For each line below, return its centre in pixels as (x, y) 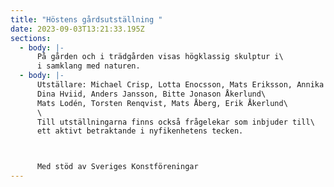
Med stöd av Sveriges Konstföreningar (117, 167)
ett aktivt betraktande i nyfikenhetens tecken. (140, 131)
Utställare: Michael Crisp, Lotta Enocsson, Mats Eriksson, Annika (180, 85)
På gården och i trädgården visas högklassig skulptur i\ (160, 57)
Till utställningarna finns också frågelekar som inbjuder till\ (175, 122)
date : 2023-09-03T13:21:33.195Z (77, 29)
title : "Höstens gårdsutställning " (86, 19)
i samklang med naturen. (88, 66)
